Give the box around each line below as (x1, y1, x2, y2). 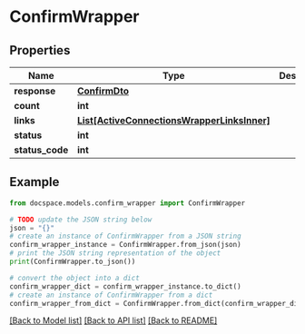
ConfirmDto (76, 84, 130, 97)
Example (9, 174, 60, 190)
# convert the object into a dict (9, 273, 141, 282)
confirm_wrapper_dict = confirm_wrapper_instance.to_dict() (9, 281, 242, 291)
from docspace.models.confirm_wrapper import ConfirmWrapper (9, 198, 246, 208)
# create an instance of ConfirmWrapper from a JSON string (9, 231, 242, 241)
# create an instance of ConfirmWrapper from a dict (9, 290, 213, 300)
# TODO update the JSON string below (9, 215, 152, 224)
